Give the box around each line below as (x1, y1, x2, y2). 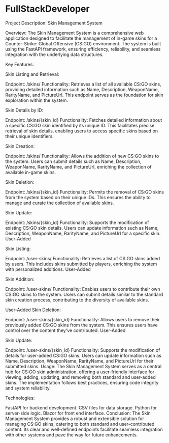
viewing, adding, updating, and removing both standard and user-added (5, 374, 156, 380)
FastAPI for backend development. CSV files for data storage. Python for (5, 404, 157, 410)
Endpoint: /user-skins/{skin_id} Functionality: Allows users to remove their (5, 316, 160, 322)
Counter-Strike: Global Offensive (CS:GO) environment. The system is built (5, 40, 161, 46)
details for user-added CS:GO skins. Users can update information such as (5, 352, 161, 358)
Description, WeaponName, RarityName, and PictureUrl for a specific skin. (5, 230, 161, 236)
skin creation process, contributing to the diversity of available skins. (5, 296, 149, 303)
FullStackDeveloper (5, 3, 90, 15)
